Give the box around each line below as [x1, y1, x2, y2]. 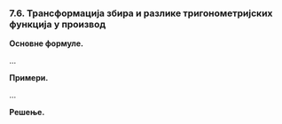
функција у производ [9, 18, 106, 30]
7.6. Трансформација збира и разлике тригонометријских [9, 7, 273, 19]
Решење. [9, 107, 45, 118]
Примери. [9, 73, 49, 83]
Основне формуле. [9, 38, 84, 49]
